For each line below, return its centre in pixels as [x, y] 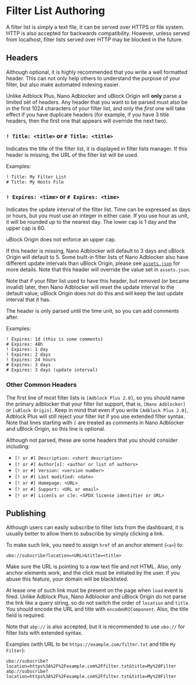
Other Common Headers [42, 385]
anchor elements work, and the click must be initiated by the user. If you [93, 573]
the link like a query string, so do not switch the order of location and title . [98, 603]
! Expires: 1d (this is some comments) [55, 339]
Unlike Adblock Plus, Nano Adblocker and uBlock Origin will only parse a [94, 96]
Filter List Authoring [56, 11]
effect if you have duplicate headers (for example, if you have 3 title [88, 114]
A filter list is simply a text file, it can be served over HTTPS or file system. [95, 27]
